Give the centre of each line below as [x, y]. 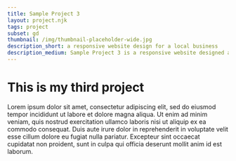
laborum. [20, 151]
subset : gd [23, 33]
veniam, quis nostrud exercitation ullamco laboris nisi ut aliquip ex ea [107, 121]
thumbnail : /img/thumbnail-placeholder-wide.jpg [80, 40]
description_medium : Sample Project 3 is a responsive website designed [116, 53]
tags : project [28, 27]
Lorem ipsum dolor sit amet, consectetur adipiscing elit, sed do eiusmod [112, 106]
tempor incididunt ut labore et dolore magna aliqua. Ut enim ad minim [107, 114]
